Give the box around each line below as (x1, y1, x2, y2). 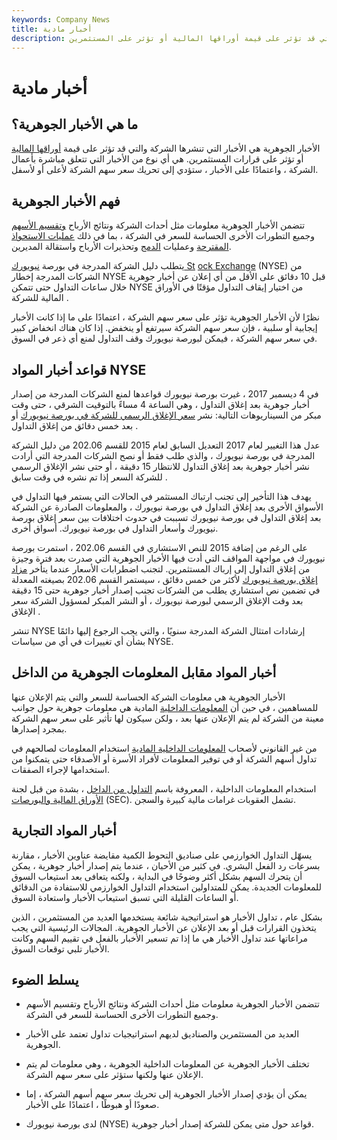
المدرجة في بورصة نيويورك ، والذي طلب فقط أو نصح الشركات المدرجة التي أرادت (11, 450, 316, 461)
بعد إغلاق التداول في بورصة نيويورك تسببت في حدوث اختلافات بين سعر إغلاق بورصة (11, 512, 322, 523)
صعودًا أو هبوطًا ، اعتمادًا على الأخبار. (25, 1099, 160, 1111)
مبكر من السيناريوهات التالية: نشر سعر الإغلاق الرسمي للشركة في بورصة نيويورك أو (11, 409, 322, 421)
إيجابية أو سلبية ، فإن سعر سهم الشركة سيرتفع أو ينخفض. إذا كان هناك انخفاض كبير (11, 322, 318, 334)
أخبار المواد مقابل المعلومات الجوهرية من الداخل (11, 664, 277, 681)
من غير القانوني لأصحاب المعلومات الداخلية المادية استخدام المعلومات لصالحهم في (11, 742, 318, 754)
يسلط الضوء (11, 972, 79, 989)
